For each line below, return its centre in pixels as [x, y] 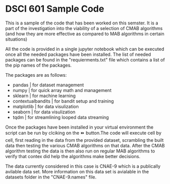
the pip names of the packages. [39, 65]
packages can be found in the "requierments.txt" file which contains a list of [85, 59]
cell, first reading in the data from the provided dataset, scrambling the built [84, 140]
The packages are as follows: [36, 75]
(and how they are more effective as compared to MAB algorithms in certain [85, 34]
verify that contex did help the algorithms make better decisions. [73, 156]
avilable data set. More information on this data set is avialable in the [77, 171]
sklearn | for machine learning [44, 96]
